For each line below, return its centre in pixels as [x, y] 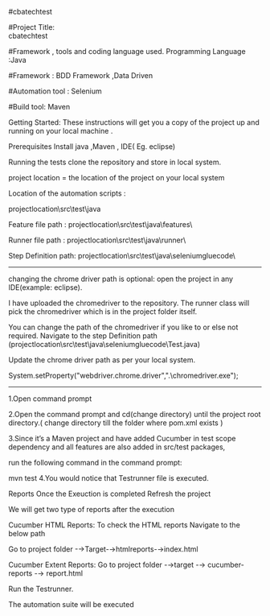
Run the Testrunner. [41, 589]
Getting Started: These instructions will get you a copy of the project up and [134, 122]
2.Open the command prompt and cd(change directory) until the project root [135, 414]
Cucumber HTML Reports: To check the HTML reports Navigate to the [125, 525]
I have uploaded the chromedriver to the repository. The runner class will [129, 303]
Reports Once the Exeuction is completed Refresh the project [110, 494]
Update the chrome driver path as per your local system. [102, 360]
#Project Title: [31, 27]
